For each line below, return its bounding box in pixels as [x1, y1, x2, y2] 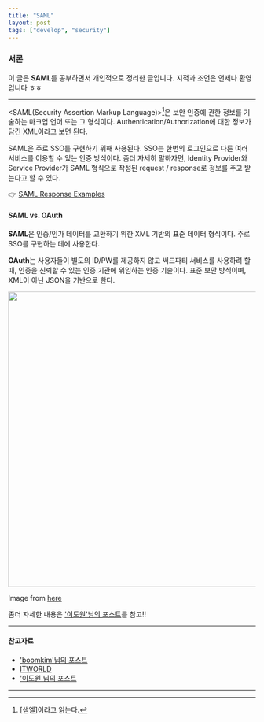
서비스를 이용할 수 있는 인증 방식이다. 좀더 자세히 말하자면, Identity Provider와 [8, 154, 248, 163]
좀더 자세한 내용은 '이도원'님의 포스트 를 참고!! [8, 609, 147, 619]
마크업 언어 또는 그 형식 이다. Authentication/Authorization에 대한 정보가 [28, 117, 251, 127]
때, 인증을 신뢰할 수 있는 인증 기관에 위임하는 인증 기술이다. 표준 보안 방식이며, [8, 265, 247, 275]
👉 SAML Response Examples [8, 190, 105, 199]
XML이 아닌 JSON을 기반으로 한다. [8, 275, 115, 284]
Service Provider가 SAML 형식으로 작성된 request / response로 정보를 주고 [8, 163, 243, 173]
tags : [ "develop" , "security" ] [8, 26, 111, 34]
